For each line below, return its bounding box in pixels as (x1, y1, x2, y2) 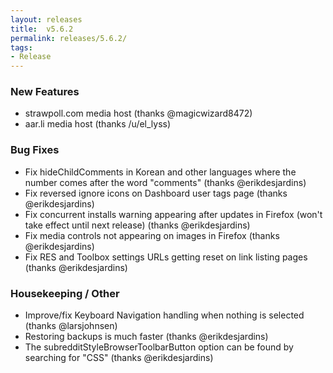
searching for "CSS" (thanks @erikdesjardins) (24, 352, 214, 364)
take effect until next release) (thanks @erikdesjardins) (24, 219, 251, 231)
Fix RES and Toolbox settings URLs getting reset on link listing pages (24, 251, 308, 263)
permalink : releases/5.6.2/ (10, 33, 128, 43)
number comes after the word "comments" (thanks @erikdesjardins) (24, 176, 307, 188)
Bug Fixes (10, 143, 60, 157)
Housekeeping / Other (10, 286, 120, 300)
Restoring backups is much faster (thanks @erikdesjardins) (24, 331, 269, 343)
